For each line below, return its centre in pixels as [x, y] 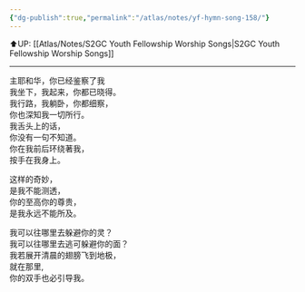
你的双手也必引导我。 [49, 277]
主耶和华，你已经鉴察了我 [57, 80]
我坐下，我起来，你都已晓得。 [65, 92]
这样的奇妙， [33, 179]
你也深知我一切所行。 [49, 114]
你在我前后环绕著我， [49, 148]
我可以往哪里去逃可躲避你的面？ [69, 243]
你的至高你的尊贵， [45, 201]
